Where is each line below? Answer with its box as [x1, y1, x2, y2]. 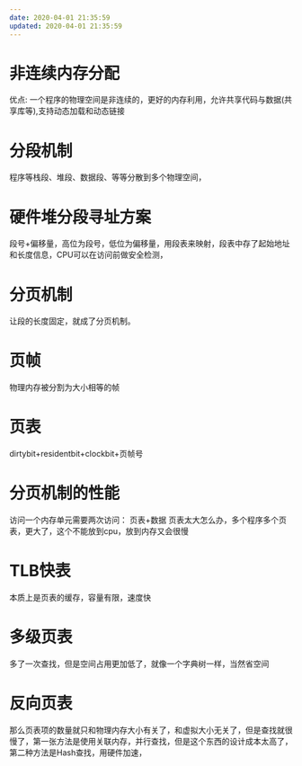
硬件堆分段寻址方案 [9, 207, 152, 227]
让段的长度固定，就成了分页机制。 [9, 316, 136, 326]
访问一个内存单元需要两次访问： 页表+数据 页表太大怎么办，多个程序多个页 [9, 514, 288, 526]
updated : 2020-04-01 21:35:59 [9, 22, 123, 31]
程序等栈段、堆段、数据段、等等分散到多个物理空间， [9, 172, 207, 183]
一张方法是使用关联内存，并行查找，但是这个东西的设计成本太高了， [40, 735, 293, 746]
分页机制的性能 [9, 483, 120, 503]
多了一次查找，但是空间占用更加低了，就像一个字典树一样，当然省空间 [9, 658, 270, 669]
